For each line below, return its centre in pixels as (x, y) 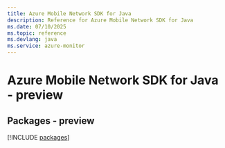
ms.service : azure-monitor (46, 46)
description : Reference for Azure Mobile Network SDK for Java (100, 20)
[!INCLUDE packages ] (38, 137)
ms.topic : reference (37, 33)
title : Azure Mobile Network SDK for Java (69, 14)
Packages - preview (51, 121)
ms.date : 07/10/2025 (37, 26)
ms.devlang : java (32, 40)
